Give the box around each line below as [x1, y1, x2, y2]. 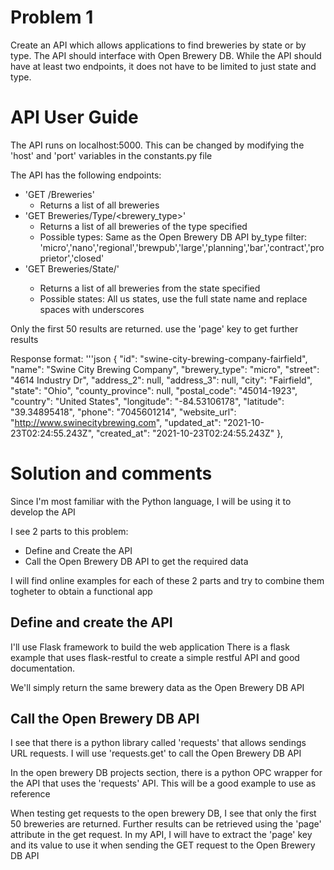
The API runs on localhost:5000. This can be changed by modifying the [10, 139, 305, 151]
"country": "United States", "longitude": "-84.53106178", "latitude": [10, 395, 285, 407]
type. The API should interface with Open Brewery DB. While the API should [10, 49, 322, 61]
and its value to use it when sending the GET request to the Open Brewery [10, 839, 316, 851]
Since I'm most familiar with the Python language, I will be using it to [10, 495, 292, 507]
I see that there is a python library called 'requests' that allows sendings [10, 737, 307, 749]
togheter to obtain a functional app [10, 585, 153, 597]
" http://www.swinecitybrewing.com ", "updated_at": [10, 416, 222, 428]
